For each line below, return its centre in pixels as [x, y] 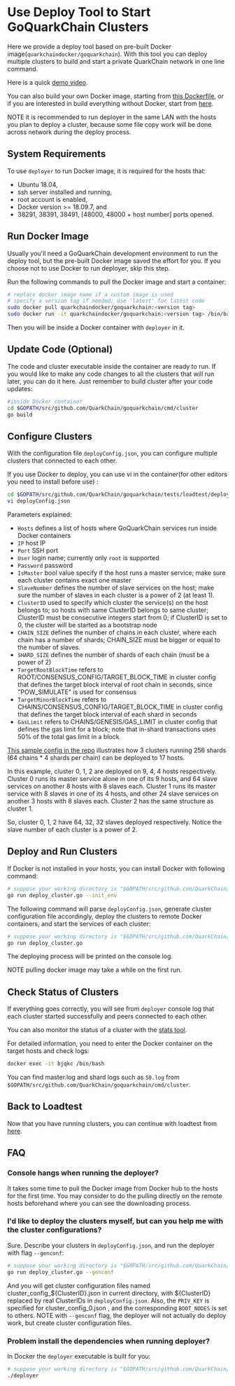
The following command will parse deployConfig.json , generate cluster [109, 909]
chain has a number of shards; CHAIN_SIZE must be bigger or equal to [119, 640]
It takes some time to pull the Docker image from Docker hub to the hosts [113, 1188]
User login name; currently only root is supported [88, 558]
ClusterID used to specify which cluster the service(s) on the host [113, 603]
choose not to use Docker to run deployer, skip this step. [89, 268]
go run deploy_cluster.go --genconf [60, 1272]
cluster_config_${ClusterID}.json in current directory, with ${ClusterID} [109, 1293]
